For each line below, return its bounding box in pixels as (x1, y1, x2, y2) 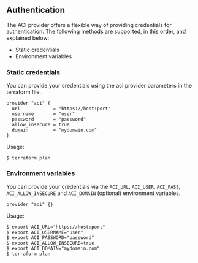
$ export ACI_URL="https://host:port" (6, 224, 105, 231)
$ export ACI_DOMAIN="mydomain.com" (6, 245, 100, 252)
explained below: (6, 34, 50, 42)
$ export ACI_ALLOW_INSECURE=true (6, 240, 95, 246)
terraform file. (6, 88, 42, 96)
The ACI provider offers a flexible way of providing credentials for (6, 21, 172, 28)
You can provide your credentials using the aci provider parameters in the (6, 82, 192, 90)
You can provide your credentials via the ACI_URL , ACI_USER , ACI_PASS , (6, 183, 181, 191)
